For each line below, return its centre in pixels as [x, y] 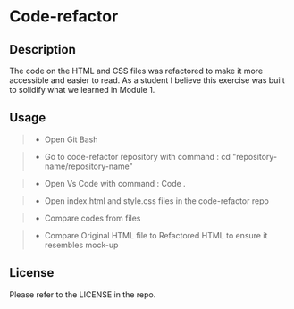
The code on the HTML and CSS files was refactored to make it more [136, 71]
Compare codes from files [92, 218]
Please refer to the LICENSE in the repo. [83, 294]
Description [42, 50]
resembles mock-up [81, 245]
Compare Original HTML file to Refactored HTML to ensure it [156, 235]
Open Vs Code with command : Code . [115, 183]
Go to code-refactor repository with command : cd [137, 156]
